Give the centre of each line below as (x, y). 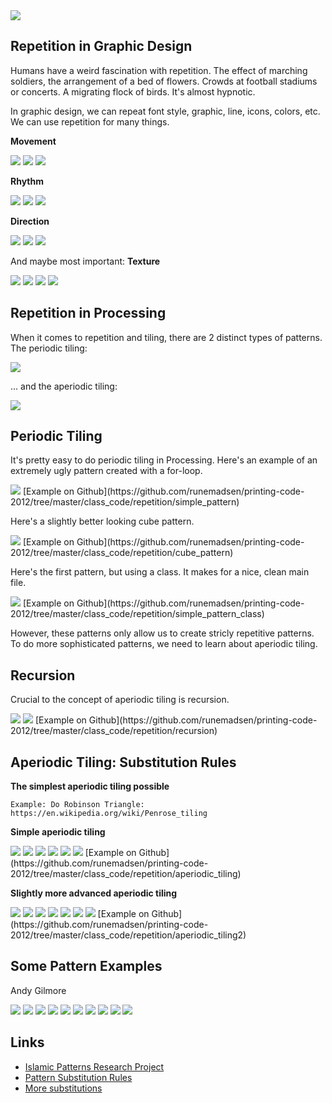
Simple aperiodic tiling (58, 832)
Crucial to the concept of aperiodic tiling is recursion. (120, 700)
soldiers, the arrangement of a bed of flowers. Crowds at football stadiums (164, 81)
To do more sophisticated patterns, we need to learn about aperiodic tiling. (164, 644)
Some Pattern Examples (86, 966)
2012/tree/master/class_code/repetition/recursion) (114, 731)
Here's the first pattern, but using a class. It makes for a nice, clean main (160, 572)
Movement (33, 141)
